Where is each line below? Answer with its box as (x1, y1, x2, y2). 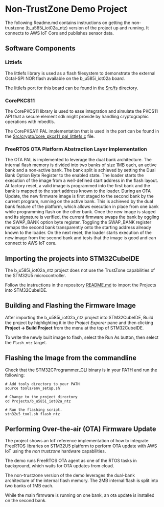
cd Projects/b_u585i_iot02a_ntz (5, 399, 71, 404)
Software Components (5, 44, 76, 52)
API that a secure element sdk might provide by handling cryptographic (5, 113, 149, 119)
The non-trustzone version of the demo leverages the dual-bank (5, 472, 135, 479)
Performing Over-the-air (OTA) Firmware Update (5, 425, 157, 433)
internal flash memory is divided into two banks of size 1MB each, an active (5, 162, 157, 168)
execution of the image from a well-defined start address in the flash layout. (5, 177, 158, 183)
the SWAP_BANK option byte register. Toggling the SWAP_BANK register (5, 219, 152, 225)
